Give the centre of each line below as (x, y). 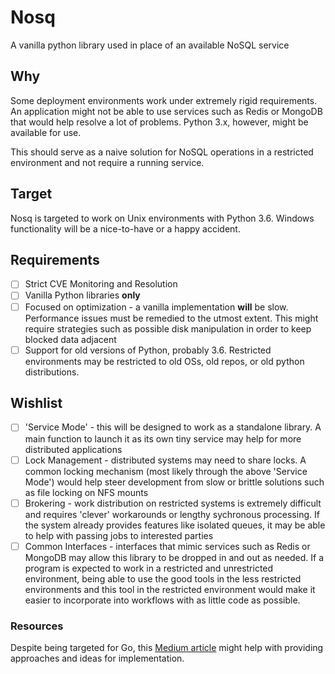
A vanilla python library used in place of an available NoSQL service (150, 45)
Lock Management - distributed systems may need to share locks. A (165, 460)
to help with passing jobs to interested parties (119, 535)
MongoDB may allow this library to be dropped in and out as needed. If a (174, 557)
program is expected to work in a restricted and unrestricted (149, 568)
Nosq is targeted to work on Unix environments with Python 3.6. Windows (162, 218)
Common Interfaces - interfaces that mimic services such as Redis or (167, 546)
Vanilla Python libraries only (82, 295)
